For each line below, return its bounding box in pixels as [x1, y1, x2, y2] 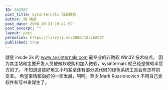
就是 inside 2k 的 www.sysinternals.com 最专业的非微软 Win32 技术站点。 [5, 54, 158, 60]
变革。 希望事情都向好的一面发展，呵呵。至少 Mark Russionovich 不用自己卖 [5, 73, 163, 79]
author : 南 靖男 [5, 16, 37, 21]
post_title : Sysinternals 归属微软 [5, 12, 77, 17]
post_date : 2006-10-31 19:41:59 [5, 21, 73, 26]
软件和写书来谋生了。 [5, 79, 49, 85]
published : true [5, 40, 39, 45]
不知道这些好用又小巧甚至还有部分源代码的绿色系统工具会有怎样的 [24, 66, 160, 72]
